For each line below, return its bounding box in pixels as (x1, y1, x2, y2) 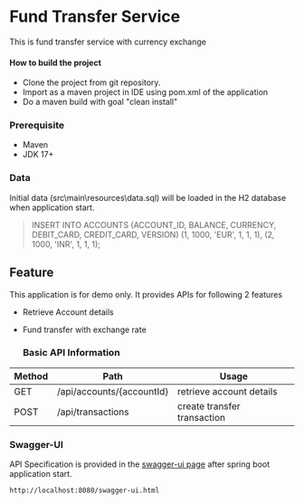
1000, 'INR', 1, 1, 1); (31, 238, 101, 250)
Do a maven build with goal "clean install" (22, 97, 178, 108)
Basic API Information (22, 347, 120, 359)
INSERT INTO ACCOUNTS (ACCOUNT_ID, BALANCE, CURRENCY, (31, 219, 277, 230)
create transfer (177, 400, 242, 413)
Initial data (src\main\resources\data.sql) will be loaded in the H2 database (9, 192, 287, 203)
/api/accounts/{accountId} (57, 385, 169, 397)
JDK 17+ (22, 149, 54, 160)
